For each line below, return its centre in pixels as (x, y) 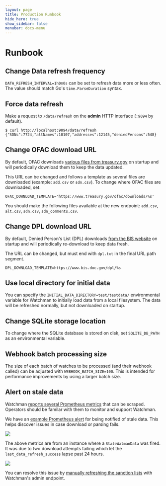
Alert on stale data (34, 392)
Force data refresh (34, 104)
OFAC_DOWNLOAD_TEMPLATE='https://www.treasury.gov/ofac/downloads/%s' (80, 196)
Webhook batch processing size (56, 354)
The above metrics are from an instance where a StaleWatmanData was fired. (83, 443)
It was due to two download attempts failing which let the (64, 448)
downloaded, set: (23, 187)
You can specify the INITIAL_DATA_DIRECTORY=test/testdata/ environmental (83, 295)
